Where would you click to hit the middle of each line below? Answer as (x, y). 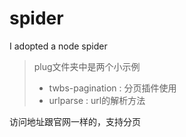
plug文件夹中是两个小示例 (87, 66)
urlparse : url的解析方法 (97, 100)
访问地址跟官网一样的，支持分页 (75, 121)
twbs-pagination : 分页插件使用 (112, 88)
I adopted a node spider (58, 46)
